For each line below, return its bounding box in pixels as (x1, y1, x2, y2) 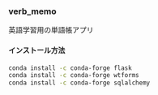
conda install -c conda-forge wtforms (8, 71, 139, 80)
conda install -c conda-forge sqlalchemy (8, 79, 151, 87)
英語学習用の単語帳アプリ (8, 25, 94, 35)
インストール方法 (8, 45, 66, 54)
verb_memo (8, 6, 57, 17)
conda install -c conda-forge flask (8, 63, 132, 72)
